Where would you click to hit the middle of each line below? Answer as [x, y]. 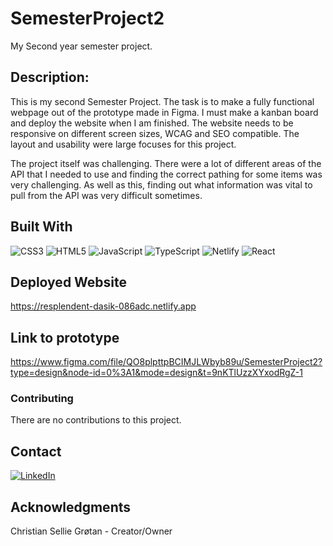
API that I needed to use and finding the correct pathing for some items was [166, 174]
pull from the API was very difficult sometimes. [106, 195]
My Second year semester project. [81, 46]
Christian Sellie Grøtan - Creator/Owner [91, 531]
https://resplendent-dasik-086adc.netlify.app [103, 306]
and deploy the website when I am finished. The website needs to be [152, 123]
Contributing [42, 399]
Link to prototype [65, 337]
